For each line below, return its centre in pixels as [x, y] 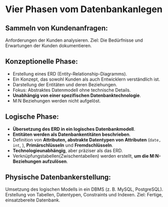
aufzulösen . [55, 161]
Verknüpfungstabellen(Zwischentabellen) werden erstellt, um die [80, 156]
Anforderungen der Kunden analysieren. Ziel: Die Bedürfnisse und [74, 40]
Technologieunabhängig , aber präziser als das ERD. [68, 150]
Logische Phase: [32, 117]
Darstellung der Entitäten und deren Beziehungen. [65, 84]
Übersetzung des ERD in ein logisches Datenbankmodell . [74, 129]
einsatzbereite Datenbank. [33, 200]
